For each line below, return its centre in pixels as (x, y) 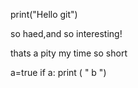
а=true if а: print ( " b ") (58, 72)
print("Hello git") (44, 14)
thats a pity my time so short (69, 53)
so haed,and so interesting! (66, 33)
